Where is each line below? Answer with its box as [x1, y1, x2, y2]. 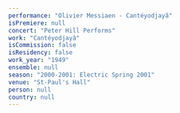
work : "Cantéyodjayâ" [8, 33, 80, 42]
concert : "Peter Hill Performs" [8, 26, 115, 34]
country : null [8, 93, 56, 101]
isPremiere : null [8, 19, 66, 27]
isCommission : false [8, 41, 77, 49]
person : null [8, 85, 52, 94]
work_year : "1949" [8, 56, 69, 64]
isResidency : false [8, 49, 73, 56]
